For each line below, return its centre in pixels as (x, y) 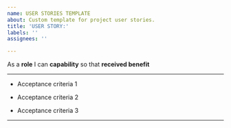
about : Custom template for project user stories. (81, 20)
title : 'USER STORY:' (38, 26)
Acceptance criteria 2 (48, 97)
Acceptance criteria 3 (48, 111)
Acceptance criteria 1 (47, 84)
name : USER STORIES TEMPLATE (49, 13)
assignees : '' (27, 39)
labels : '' (23, 33)
